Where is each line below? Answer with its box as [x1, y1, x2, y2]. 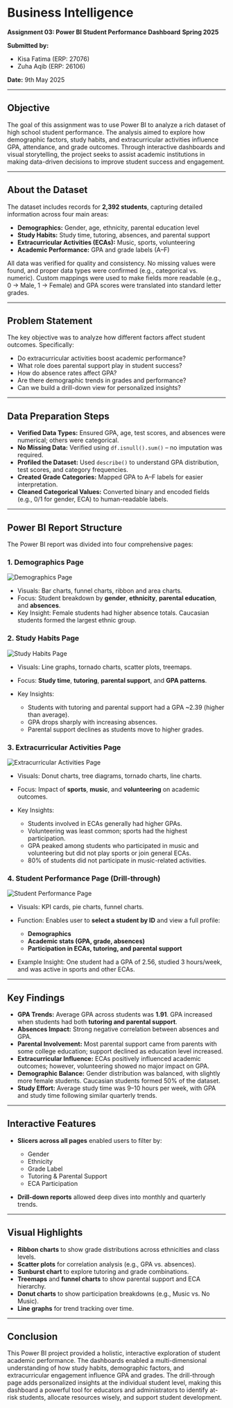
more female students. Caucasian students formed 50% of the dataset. [17, 1077, 221, 1085]
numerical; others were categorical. [17, 436, 119, 445]
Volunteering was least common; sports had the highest [27, 826, 187, 835]
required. [17, 451, 44, 459]
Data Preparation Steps [7, 410, 110, 422]
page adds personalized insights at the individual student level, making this [7, 1379, 222, 1387]
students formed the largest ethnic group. [17, 616, 137, 625]
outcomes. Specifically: [7, 341, 74, 349]
